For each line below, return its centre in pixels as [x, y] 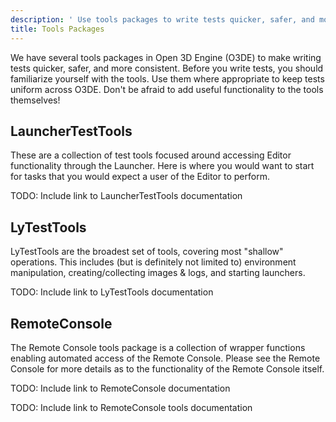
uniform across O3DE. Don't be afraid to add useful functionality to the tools [167, 89]
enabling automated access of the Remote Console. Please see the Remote [165, 358]
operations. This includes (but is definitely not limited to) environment [153, 262]
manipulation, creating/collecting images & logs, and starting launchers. [158, 273]
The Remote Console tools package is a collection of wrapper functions [158, 347]
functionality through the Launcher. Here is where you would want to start [162, 166]
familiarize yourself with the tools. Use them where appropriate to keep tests [167, 78]
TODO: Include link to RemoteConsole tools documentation [131, 407]
